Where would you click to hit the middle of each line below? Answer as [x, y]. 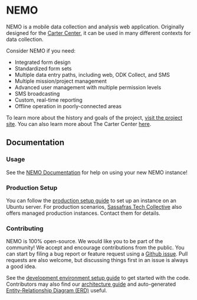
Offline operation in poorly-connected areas [68, 106]
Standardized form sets [43, 68]
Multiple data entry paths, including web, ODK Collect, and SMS [92, 75]
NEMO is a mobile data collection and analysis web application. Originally [95, 27]
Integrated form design [42, 62]
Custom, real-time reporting [48, 100]
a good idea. [21, 266]
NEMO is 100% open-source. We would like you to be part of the [85, 241]
